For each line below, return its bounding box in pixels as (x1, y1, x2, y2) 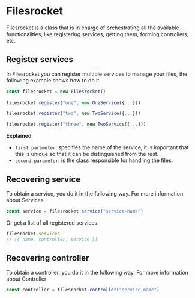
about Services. (6, 196, 46, 203)
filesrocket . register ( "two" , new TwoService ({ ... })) (6, 110, 141, 117)
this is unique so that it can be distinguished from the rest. (14, 151, 159, 158)
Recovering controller (6, 253, 89, 263)
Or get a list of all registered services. (6, 219, 99, 226)
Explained (6, 132, 32, 140)
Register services (6, 54, 74, 64)
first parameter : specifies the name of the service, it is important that (14, 144, 189, 151)
